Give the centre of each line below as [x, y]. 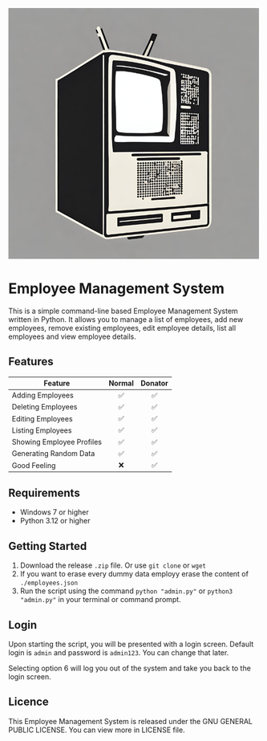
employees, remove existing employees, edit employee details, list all [122, 328]
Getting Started [48, 546]
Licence [29, 702]
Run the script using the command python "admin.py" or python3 [126, 591]
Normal [121, 383]
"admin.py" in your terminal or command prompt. [101, 600]
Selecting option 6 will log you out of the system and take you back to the [129, 668]
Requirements [44, 493]
